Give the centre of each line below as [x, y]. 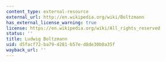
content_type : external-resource [47, 12]
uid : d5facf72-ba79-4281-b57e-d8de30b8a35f [61, 45]
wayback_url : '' [26, 50]
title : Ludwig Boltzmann [37, 39]
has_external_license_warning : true [51, 22]
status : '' [20, 34]
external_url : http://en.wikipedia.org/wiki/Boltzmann [75, 17]
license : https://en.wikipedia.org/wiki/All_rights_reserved [83, 28]
